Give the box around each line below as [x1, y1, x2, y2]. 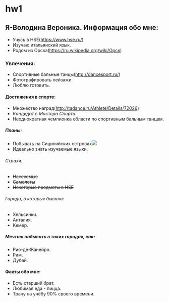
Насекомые [12, 173, 38, 180]
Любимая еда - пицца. [12, 285, 62, 291]
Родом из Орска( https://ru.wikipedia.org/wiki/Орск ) [12, 48, 122, 53]
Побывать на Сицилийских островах [12, 141, 92, 147]
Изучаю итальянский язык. [12, 42, 71, 48]
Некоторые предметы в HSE [12, 184, 74, 190]
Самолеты [12, 179, 35, 185]
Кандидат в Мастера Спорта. [12, 110, 77, 116]
